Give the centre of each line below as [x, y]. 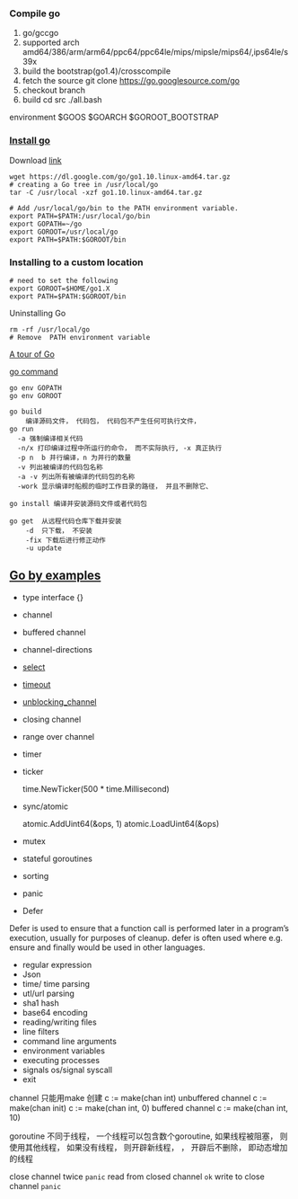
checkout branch [54, 90]
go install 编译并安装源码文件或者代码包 [79, 503]
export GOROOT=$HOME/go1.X [60, 289]
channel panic [35, 1186]
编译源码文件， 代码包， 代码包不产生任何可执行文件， [113, 421]
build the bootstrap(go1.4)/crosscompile [96, 71]
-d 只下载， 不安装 [59, 530]
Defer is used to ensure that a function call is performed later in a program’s [149, 928]
